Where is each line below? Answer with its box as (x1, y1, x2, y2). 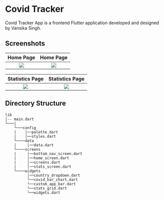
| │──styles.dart (14, 134, 56, 139)
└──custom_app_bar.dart (27, 181, 76, 186)
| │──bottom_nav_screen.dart (14, 151, 83, 156)
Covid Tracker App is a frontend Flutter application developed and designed (5, 20, 159, 26)
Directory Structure (5, 99, 66, 108)
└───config (14, 125, 36, 130)
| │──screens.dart (14, 160, 61, 165)
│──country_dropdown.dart (27, 173, 80, 178)
